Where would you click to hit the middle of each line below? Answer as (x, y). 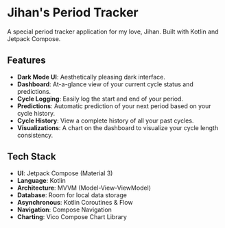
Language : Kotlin (42, 180)
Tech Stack (32, 156)
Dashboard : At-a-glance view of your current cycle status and (105, 84)
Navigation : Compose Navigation (64, 210)
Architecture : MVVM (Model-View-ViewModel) (84, 188)
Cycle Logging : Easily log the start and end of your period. (100, 99)
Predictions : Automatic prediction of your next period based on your (114, 106)
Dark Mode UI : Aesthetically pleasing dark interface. (91, 77)
